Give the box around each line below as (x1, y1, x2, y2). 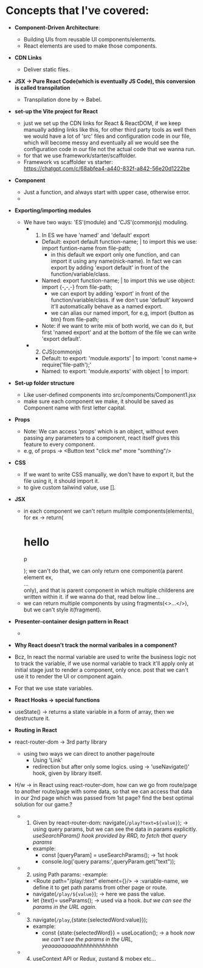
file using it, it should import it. (23, 477, 100, 485)
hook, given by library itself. (32, 769, 103, 777)
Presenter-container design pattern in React (14, 617, 129, 625)
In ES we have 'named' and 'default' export (41, 231, 150, 238)
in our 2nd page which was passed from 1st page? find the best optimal (14, 794, 194, 802)
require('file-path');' (41, 361, 92, 368)
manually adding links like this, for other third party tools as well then (23, 126, 196, 133)
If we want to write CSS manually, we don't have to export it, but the (23, 471, 194, 478)
